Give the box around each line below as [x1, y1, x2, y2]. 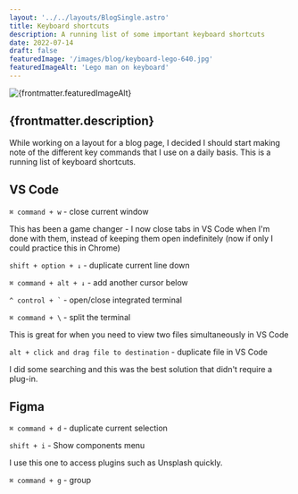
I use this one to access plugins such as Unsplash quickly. [9, 457, 223, 468]
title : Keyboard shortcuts [9, 21, 110, 30]
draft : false [9, 47, 58, 55]
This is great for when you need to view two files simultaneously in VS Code [9, 328, 289, 340]
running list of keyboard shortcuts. [9, 156, 137, 166]
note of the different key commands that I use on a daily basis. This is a [9, 147, 271, 158]
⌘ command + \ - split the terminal [9, 311, 131, 322]
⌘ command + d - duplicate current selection [9, 422, 168, 434]
